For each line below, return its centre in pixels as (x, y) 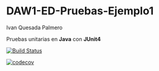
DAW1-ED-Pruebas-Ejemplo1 (80, 11)
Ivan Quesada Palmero (34, 27)
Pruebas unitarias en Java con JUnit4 (54, 39)
